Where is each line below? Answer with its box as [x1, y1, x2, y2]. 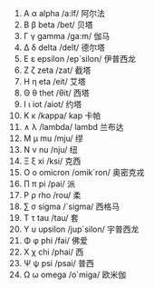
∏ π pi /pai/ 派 [23, 178, 76, 189]
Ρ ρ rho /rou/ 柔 [23, 190, 82, 200]
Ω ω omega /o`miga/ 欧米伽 [23, 269, 126, 280]
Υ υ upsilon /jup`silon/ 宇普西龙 [23, 224, 140, 234]
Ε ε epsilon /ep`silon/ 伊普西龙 [23, 54, 137, 64]
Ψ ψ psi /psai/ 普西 [23, 258, 94, 268]
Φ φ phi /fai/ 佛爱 [23, 235, 89, 245]
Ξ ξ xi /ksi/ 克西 [23, 155, 82, 166]
